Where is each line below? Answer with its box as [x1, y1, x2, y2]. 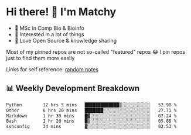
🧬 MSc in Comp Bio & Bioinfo [14, 25, 85, 32]
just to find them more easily [6, 54, 75, 61]
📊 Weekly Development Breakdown [6, 84, 140, 94]
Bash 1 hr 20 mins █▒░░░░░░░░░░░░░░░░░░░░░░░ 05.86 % [6, 118, 177, 124]
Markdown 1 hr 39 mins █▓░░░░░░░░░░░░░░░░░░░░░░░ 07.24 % [6, 113, 177, 119]
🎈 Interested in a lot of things [14, 30, 84, 37]
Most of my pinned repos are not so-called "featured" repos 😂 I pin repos [6, 48, 186, 55]
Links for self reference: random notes [6, 65, 98, 72]
